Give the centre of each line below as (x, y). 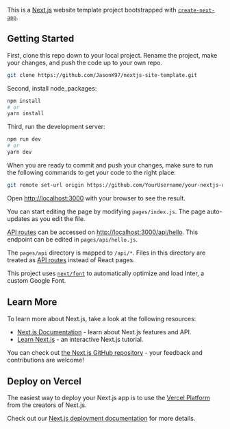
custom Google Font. (37, 280)
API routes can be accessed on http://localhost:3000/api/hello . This (103, 232)
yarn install (26, 114)
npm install (24, 101)
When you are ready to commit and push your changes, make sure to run (110, 165)
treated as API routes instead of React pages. (71, 259)
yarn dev (20, 152)
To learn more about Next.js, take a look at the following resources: (102, 318)
